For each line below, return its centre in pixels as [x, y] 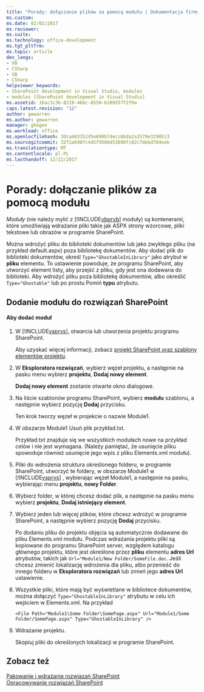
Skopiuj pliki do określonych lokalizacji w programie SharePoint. [95, 642]
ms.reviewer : [23, 29]
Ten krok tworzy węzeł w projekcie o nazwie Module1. [82, 416]
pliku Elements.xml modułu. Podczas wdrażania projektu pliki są [95, 539]
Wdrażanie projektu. [40, 630]
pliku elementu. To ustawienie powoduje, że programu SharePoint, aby [95, 263]
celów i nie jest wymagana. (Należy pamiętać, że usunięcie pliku [95, 446]
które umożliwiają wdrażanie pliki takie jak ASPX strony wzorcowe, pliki [95, 226]
